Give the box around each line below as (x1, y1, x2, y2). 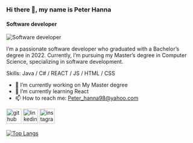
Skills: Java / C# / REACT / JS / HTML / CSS (6, 70, 116, 77)
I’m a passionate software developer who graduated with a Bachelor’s (6, 45, 180, 53)
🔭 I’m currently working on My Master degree (14, 81, 128, 89)
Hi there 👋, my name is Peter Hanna (6, 5, 112, 14)
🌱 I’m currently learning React (14, 88, 89, 95)
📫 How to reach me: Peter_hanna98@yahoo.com (14, 94, 139, 102)
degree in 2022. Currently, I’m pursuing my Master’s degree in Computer (6, 52, 187, 59)
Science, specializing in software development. (6, 58, 124, 65)
